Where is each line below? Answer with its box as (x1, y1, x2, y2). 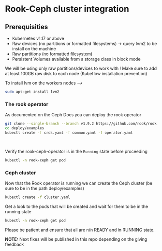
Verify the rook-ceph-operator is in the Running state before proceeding (5, 148, 147, 154)
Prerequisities (5, 23, 48, 31)
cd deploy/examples (5, 126, 44, 131)
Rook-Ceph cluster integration (5, 3, 130, 15)
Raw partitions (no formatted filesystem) (12, 51, 93, 57)
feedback (5, 241, 24, 247)
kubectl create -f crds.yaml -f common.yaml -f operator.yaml (5, 130, 133, 135)
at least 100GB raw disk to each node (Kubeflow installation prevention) (5, 71, 147, 76)
